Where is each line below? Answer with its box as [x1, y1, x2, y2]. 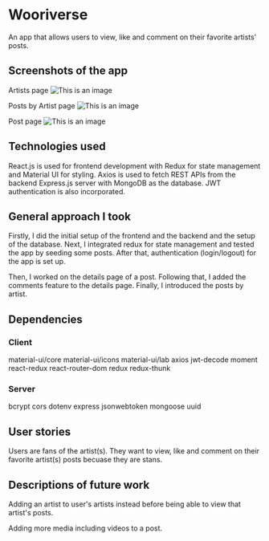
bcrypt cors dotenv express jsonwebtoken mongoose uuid [8, 401, 202, 411]
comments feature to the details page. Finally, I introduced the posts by [8, 281, 244, 291]
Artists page [8, 85, 49, 95]
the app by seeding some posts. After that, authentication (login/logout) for [8, 248, 257, 258]
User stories [8, 425, 71, 438]
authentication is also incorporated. [8, 186, 126, 196]
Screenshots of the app [8, 64, 128, 78]
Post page [8, 116, 43, 126]
